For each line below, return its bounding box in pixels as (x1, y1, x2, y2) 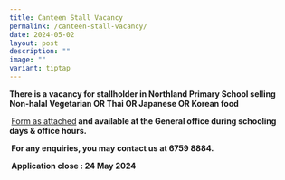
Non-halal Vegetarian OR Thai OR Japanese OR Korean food (9, 98, 240, 109)
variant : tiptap (9, 64, 71, 73)
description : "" (9, 47, 71, 56)
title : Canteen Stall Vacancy (9, 13, 124, 23)
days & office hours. (9, 125, 88, 136)
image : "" (9, 55, 47, 64)
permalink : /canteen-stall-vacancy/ (9, 22, 147, 31)
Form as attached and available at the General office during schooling (11, 115, 277, 127)
